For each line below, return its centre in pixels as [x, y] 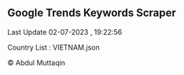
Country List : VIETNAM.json [53, 47]
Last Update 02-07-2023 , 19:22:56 [65, 32]
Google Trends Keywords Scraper [92, 13]
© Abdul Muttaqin [37, 62]
